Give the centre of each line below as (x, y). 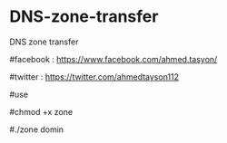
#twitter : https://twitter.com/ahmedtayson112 (94, 76)
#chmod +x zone (41, 111)
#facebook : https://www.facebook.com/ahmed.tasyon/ (113, 59)
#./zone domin (37, 129)
